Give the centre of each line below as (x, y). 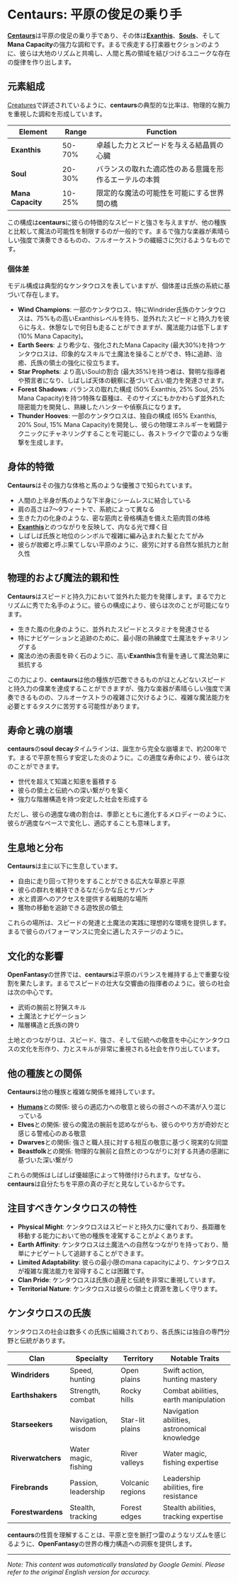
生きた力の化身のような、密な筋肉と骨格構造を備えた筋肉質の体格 (114, 518)
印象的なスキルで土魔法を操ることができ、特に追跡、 (138, 354)
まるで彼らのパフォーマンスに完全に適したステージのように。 (97, 931)
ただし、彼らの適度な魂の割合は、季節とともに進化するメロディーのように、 (119, 815)
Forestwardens (37, 1511)
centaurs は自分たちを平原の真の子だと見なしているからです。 (98, 1184)
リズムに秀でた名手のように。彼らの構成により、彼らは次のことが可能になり (119, 605)
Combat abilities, (191, 1390)
